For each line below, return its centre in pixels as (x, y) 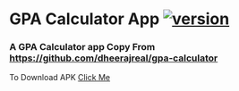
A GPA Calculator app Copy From (82, 47)
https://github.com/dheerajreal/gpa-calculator (114, 58)
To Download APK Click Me (60, 78)
